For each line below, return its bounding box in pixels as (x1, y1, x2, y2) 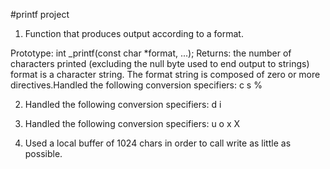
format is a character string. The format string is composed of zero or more (10, 69, 321, 80)
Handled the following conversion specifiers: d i (24, 99, 222, 110)
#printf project (10, 9, 70, 20)
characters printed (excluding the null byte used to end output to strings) (10, 58, 310, 69)
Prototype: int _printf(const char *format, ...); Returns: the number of (10, 47, 292, 59)
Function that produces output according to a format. (24, 28, 244, 39)
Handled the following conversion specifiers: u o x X (24, 118, 241, 129)
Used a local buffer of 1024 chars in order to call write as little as (24, 137, 292, 149)
